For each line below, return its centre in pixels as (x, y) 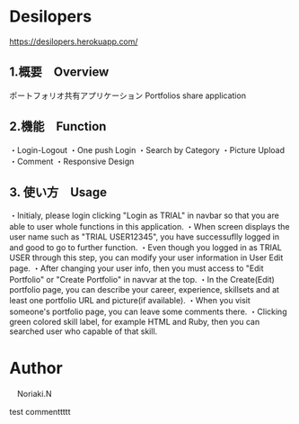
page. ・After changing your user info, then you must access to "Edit (136, 268)
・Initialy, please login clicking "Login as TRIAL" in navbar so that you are (145, 216)
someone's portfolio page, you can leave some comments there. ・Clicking (148, 311)
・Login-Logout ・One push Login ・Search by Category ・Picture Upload (147, 149)
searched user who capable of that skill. (84, 331)
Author (36, 368)
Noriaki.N (34, 394)
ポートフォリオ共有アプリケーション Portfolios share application (128, 95)
